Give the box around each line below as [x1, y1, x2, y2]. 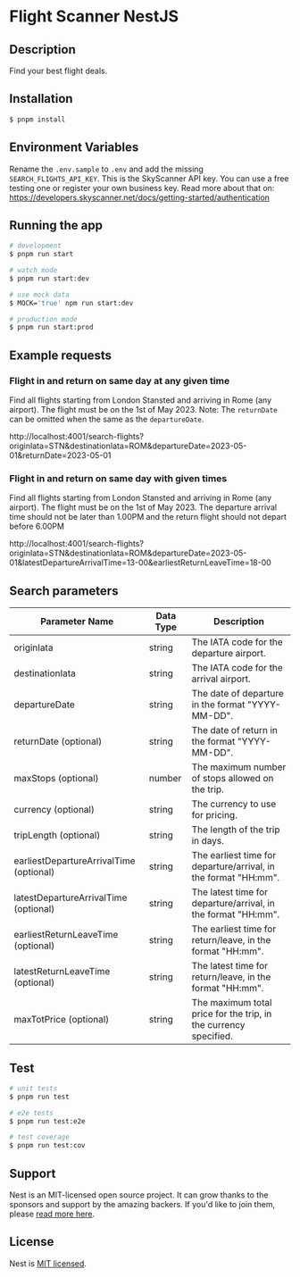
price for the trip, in [191, 1007, 272, 1020]
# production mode [9, 314, 78, 323]
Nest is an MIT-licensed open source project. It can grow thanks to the [9, 1189, 269, 1200]
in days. [191, 835, 225, 847]
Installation [9, 91, 73, 106]
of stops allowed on [191, 772, 274, 785]
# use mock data [9, 290, 70, 299]
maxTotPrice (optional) [13, 1014, 110, 1026]
